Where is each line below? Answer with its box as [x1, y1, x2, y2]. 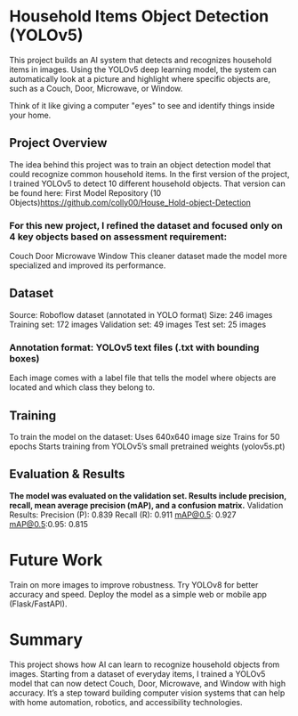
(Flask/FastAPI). [9, 598, 68, 609]
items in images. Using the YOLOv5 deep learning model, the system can [9, 64, 278, 75]
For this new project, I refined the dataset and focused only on [9, 219, 283, 232]
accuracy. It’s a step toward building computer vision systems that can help [9, 688, 286, 698]
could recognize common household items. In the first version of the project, [9, 168, 290, 179]
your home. [9, 110, 52, 120]
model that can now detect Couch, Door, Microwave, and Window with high [9, 678, 286, 688]
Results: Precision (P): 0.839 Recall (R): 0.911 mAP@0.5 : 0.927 [9, 509, 238, 520]
